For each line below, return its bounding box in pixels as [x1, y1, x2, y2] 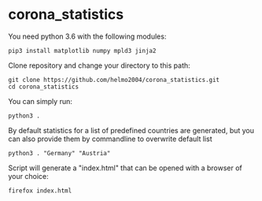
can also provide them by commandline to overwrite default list [8, 134, 212, 143]
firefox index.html [8, 187, 72, 195]
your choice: [8, 171, 49, 181]
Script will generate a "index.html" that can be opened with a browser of [8, 163, 242, 173]
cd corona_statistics [8, 83, 79, 91]
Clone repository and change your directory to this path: [8, 61, 190, 70]
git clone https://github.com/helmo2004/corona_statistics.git [8, 76, 220, 84]
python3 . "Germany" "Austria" [8, 149, 111, 157]
